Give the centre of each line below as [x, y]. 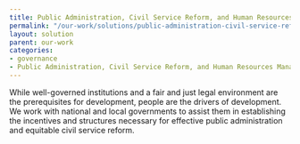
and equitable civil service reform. [72, 130]
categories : [31, 51]
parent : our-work [42, 42]
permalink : [29, 26]
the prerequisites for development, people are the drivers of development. [146, 101]
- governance [33, 59]
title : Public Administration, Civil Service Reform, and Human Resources [151, 17]
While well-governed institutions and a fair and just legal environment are [144, 92]
